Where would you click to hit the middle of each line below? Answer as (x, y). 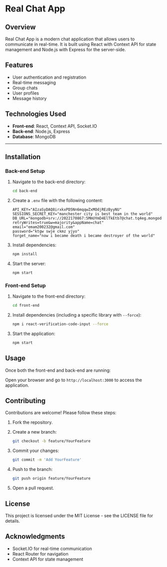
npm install (25, 254)
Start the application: (34, 334)
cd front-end (26, 306)
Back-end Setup (25, 171)
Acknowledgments (35, 536)
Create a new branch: (35, 432)
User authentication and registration (49, 77)
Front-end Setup (26, 285)
